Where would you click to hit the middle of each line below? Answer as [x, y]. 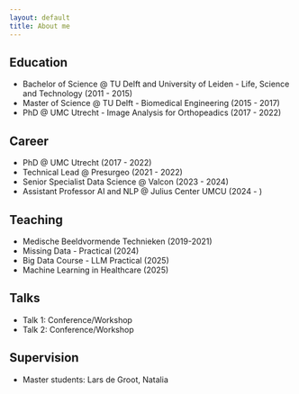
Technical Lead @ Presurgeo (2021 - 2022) [102, 173]
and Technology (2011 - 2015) [77, 94]
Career [29, 141]
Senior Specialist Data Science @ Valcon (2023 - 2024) [126, 182]
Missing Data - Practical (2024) [81, 251]
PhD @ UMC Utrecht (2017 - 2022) [87, 163]
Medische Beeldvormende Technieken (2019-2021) [118, 241]
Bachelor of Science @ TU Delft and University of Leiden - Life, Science [156, 84]
